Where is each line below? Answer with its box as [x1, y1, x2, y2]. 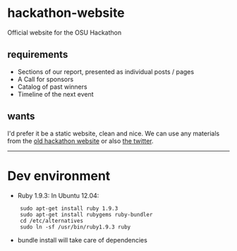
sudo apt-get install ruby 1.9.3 [20, 204, 119, 212]
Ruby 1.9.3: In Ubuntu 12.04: [17, 191, 99, 200]
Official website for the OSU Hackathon [7, 28, 122, 37]
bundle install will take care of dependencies [17, 235, 148, 244]
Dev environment [7, 168, 111, 184]
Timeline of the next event [17, 90, 94, 98]
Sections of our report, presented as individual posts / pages [17, 67, 195, 75]
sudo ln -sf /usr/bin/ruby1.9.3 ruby [20, 224, 131, 231]
